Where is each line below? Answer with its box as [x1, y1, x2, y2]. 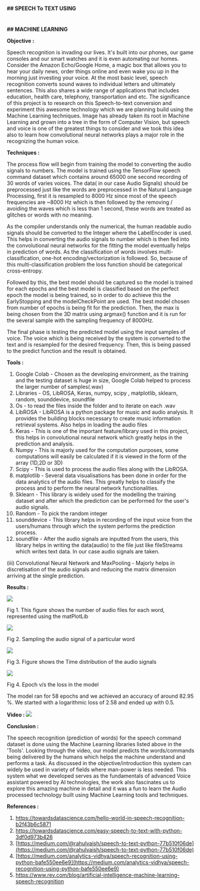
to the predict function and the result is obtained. [7, 348, 127, 355]
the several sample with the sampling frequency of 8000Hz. [7, 317, 154, 324]
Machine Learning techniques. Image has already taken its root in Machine [7, 112, 190, 119]
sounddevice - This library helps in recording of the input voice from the [15, 516, 193, 524]
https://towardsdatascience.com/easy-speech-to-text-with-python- [15, 827, 183, 834]
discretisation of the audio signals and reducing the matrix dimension [7, 566, 176, 573]
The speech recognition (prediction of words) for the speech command [7, 734, 182, 741]
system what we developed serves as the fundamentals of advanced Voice [7, 772, 191, 779]
